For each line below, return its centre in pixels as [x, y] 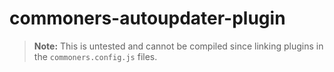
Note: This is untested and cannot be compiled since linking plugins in [178, 46]
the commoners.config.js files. [95, 56]
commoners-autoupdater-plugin [147, 18]
